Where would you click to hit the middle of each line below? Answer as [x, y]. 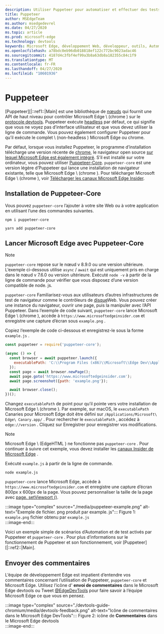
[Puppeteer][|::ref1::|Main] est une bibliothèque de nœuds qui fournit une [79, 111]
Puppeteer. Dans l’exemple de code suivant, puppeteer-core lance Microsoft [81, 311]
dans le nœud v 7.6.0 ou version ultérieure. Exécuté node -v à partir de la [78, 275]
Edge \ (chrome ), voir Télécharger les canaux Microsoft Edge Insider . [75, 178]
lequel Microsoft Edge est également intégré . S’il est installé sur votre [75, 157]
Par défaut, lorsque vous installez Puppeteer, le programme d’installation [78, 147]
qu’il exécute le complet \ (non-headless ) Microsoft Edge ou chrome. [75, 137]
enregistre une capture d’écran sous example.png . [55, 321]
